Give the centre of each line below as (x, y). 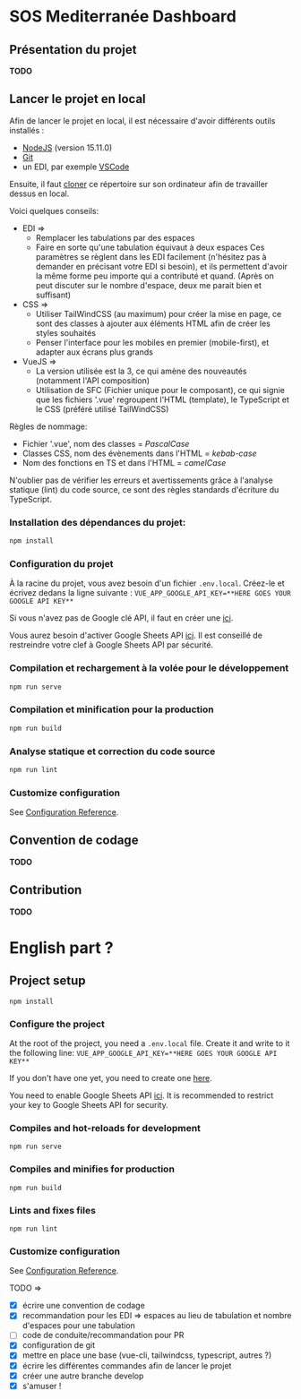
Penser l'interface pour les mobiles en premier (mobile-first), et (152, 342)
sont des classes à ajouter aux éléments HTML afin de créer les (153, 323)
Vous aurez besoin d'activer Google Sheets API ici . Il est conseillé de (136, 635)
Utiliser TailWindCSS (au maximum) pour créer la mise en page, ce (159, 313)
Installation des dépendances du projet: (98, 522)
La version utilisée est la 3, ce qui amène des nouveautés (141, 371)
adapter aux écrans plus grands (95, 352)
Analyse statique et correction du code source (112, 751)
